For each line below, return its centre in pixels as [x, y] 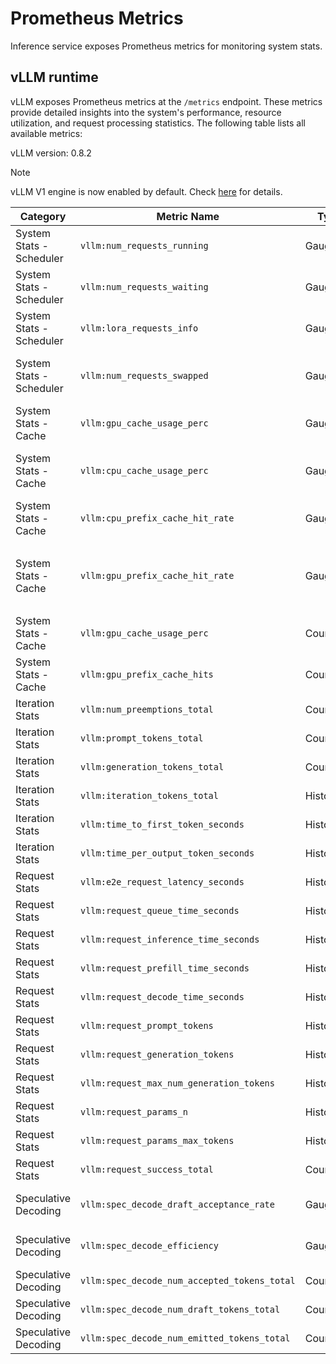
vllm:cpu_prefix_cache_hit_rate [157, 518]
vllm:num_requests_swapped [144, 375]
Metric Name [188, 216]
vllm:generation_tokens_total [152, 766]
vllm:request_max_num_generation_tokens [177, 1083]
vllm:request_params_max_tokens [157, 1140]
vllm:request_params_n [133, 1111]
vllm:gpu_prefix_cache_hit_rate [157, 575]
